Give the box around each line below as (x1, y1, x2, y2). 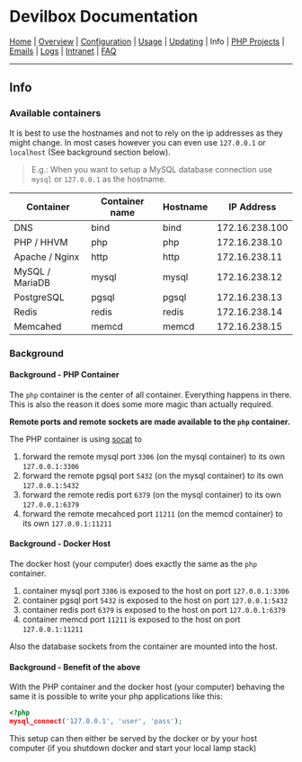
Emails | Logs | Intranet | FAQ (9, 45, 117, 56)
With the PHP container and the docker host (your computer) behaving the (9, 681, 286, 693)
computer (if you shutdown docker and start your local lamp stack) (9, 742, 257, 753)
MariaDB (13, 276, 51, 288)
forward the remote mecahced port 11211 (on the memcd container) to (22, 508, 283, 518)
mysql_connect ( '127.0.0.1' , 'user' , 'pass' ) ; (9, 717, 182, 726)
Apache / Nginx (13, 250, 80, 262)
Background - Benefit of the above (9, 661, 141, 672)
